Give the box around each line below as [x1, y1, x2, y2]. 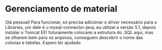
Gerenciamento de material [5, 3, 118, 14]
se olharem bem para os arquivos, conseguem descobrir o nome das [5, 35, 144, 40]
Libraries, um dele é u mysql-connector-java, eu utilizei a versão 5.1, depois [5, 24, 156, 30]
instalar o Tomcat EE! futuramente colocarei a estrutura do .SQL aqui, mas [5, 29, 154, 35]
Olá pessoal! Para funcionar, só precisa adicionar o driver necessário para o [5, 19, 157, 25]
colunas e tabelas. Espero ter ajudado [5, 39, 81, 45]
